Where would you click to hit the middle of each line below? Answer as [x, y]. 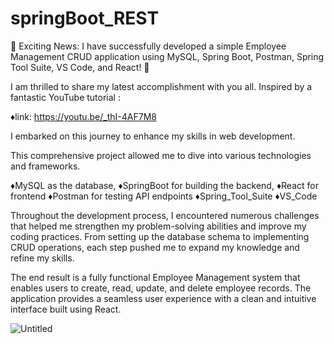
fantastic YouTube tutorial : [65, 97]
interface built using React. [66, 309]
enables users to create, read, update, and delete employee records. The [161, 288]
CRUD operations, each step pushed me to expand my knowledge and [155, 247]
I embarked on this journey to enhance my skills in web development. [153, 136]
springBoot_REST [85, 18]
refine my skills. [42, 258]
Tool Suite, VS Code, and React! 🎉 [80, 67]
